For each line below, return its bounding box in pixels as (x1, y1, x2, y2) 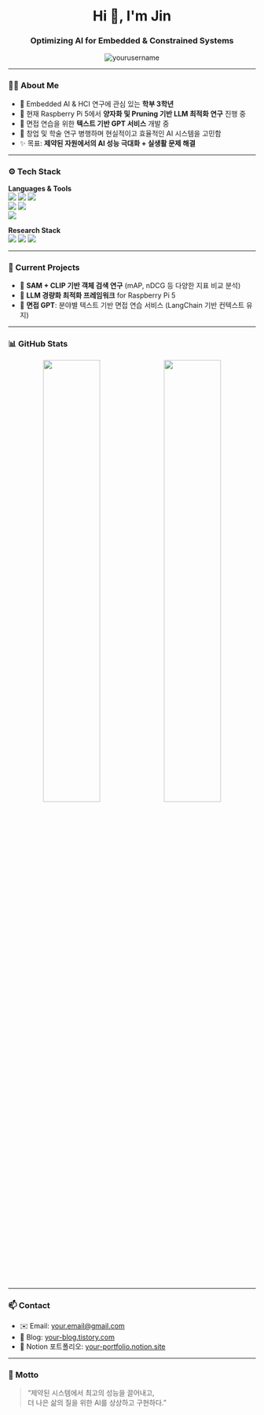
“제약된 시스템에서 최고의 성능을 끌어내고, (27, 1388, 155, 1398)
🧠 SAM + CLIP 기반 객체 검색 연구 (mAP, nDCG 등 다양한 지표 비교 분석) (19, 281, 241, 291)
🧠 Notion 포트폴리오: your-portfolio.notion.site (19, 1342, 167, 1351)
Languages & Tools (8, 184, 72, 194)
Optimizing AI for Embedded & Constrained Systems (30, 35, 234, 46)
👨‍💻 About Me (8, 80, 59, 91)
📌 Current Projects (8, 262, 80, 272)
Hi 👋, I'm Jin (93, 7, 171, 25)
